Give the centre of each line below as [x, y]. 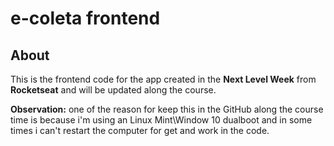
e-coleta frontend [85, 18]
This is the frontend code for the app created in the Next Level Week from [163, 79]
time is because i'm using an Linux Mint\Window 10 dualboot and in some [161, 120]
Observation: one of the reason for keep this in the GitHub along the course [167, 109]
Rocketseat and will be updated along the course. [113, 90]
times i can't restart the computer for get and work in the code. [140, 130]
